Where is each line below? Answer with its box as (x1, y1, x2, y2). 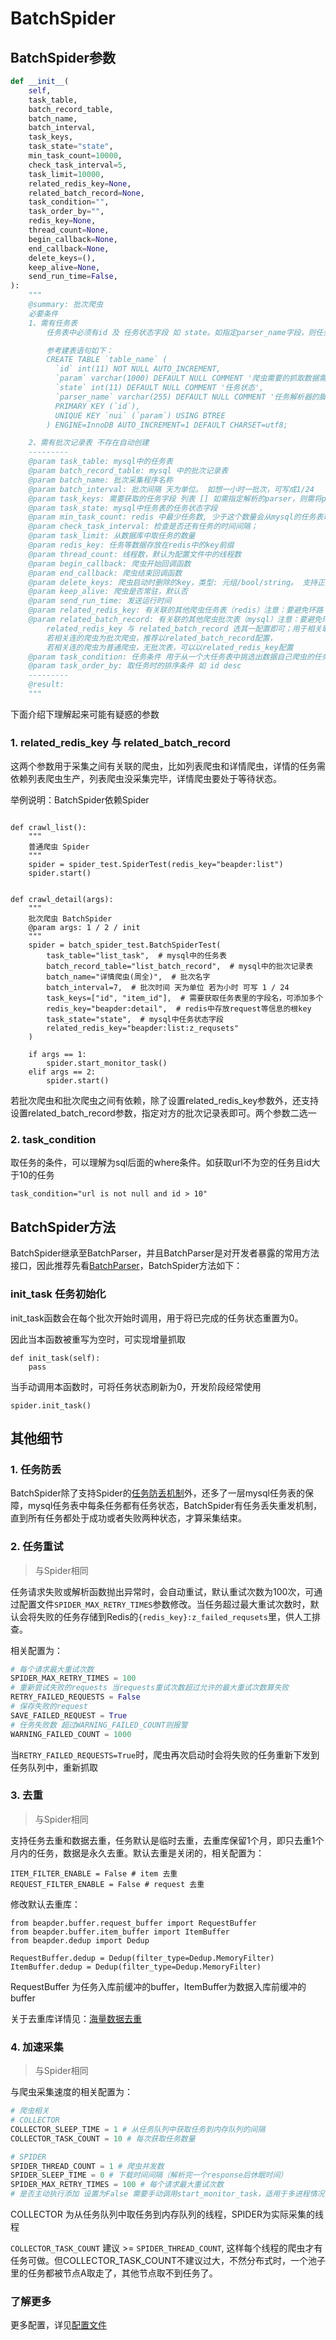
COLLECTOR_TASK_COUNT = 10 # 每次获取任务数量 (10, 2133, 196, 2144)
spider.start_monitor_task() (46, 1058, 168, 1069)
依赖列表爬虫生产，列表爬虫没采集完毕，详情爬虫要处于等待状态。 (10, 773, 282, 785)
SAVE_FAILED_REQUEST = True (10, 1710, 128, 1721)
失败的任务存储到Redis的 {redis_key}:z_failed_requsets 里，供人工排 (36, 1610, 321, 1622)
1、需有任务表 (28, 318, 78, 328)
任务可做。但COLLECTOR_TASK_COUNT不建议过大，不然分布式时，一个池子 (10, 2255, 326, 2267)
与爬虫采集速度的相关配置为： (10, 2086, 133, 2098)
